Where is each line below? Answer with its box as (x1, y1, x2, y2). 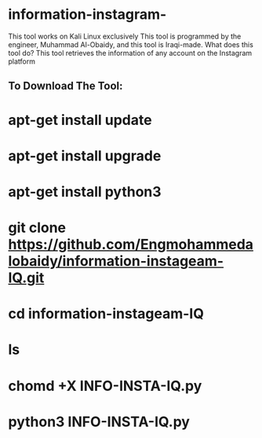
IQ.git (8, 269, 45, 287)
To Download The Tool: (8, 79, 123, 93)
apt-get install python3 (8, 182, 162, 201)
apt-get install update (8, 111, 152, 129)
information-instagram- (8, 6, 167, 24)
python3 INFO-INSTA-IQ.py (8, 413, 191, 430)
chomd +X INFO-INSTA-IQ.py (8, 377, 202, 395)
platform (8, 57, 35, 66)
